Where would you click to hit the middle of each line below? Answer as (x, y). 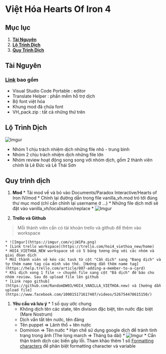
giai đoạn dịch (21, 255)
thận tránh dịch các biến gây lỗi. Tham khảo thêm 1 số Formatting (87, 341)
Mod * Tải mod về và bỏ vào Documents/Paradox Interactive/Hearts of (85, 193)
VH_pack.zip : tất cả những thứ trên (49, 112)
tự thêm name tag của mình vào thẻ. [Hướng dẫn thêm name (66, 264)
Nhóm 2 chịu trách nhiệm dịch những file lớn (58, 154)
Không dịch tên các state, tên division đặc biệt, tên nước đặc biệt (86, 309)
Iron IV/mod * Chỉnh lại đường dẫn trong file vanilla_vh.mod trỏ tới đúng (85, 198)
